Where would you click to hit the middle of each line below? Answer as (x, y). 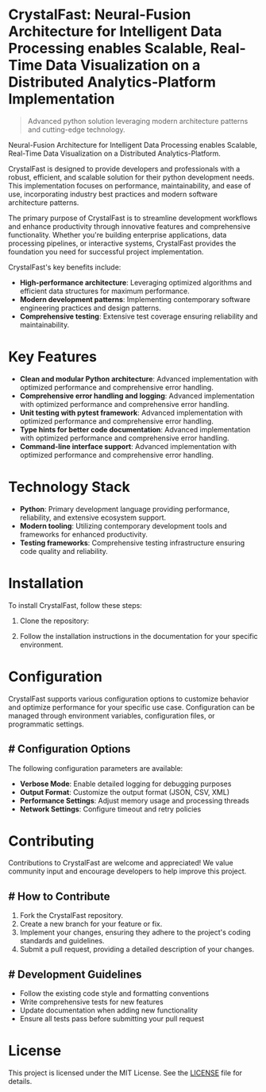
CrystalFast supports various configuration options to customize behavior (129, 699)
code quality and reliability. (64, 551)
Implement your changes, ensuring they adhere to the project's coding (135, 932)
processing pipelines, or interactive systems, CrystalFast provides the (122, 243)
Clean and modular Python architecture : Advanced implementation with (139, 378)
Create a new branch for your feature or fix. (91, 924)
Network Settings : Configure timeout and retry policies (110, 809)
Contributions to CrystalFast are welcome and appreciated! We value (121, 863)
